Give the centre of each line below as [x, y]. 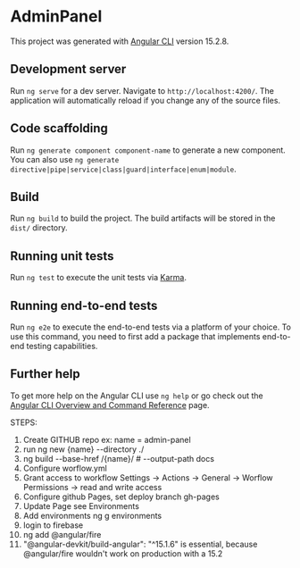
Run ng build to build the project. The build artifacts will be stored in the [143, 218]
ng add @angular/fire [62, 534]
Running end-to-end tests [84, 305]
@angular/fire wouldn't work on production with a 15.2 [123, 553]
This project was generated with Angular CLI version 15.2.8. [120, 41]
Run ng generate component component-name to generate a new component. [148, 150]
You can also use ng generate [65, 159]
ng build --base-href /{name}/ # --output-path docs [119, 458]
